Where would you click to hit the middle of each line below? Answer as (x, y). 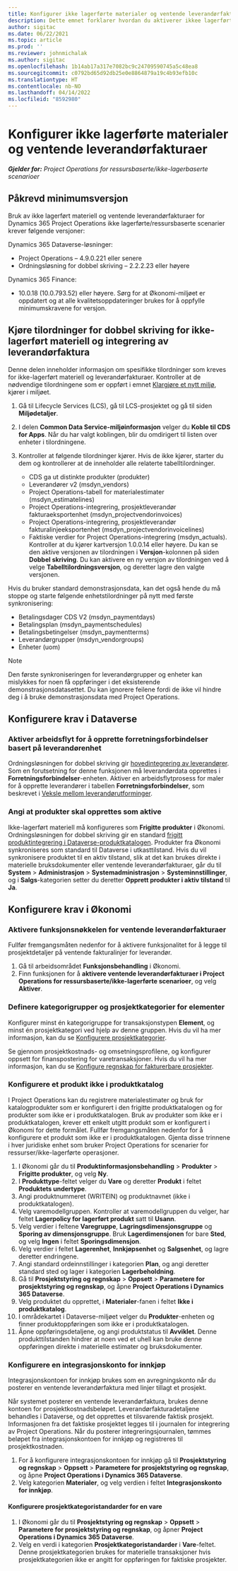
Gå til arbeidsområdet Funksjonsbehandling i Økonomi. (99, 966)
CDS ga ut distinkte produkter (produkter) (89, 477)
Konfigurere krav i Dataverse (72, 719)
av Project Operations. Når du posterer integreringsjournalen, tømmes (109, 1432)
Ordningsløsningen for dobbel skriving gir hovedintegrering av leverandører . (119, 764)
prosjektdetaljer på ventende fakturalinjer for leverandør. (90, 952)
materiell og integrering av (109, 341)
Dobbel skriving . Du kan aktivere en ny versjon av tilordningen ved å (129, 559)
